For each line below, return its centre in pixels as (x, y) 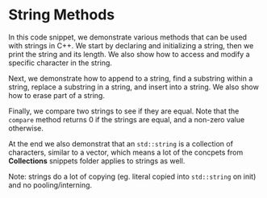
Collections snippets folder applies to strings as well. (97, 161)
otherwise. (26, 128)
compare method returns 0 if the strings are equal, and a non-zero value (127, 119)
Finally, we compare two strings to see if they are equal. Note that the (124, 111)
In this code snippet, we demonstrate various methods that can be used (128, 37)
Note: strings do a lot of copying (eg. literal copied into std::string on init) (132, 176)
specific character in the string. (60, 63)
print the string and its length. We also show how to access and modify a (129, 54)
